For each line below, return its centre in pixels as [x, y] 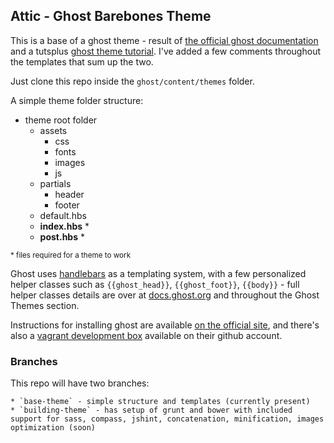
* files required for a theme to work [71, 255]
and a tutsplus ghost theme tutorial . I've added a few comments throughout [165, 51]
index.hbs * [64, 226]
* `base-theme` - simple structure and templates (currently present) [160, 402]
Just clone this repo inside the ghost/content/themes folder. [132, 81]
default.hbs [63, 215]
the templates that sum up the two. [82, 61]
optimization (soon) [53, 428]
